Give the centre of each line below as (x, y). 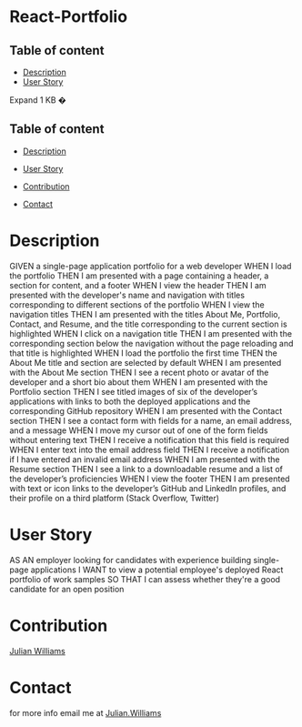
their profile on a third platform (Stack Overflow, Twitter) (115, 498)
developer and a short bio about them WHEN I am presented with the (139, 382)
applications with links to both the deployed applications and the (130, 401)
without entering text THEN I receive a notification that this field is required (149, 439)
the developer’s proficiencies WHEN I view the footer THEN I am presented (150, 479)
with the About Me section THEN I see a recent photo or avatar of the (139, 372)
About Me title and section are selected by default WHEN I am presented (146, 362)
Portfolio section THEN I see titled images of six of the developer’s (133, 391)
